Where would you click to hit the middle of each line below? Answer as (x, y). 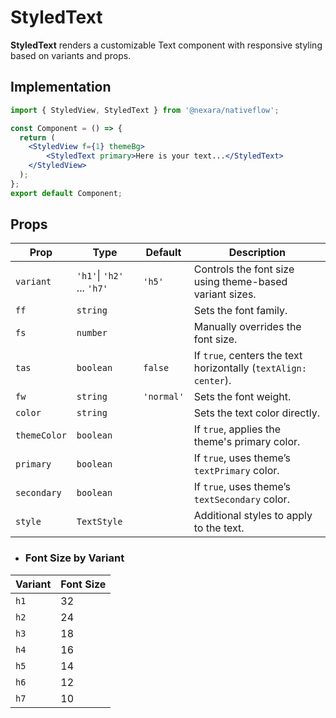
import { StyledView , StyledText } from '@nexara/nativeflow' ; (145, 110)
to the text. (219, 528)
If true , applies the (237, 429)
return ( (37, 137)
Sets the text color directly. (256, 413)
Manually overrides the (247, 327)
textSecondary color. (241, 499)
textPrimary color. (236, 471)
